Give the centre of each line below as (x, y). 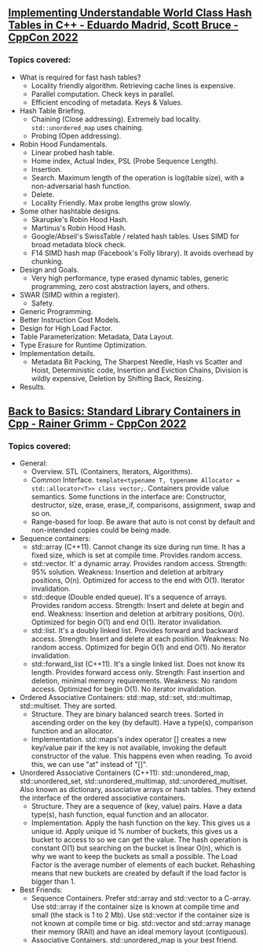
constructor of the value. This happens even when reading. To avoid (142, 756)
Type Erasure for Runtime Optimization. (83, 345)
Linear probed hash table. (73, 152)
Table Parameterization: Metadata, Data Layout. (97, 336)
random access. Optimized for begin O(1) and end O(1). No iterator (139, 647)
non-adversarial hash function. (81, 186)
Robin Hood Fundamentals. (63, 144)
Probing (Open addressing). (76, 135)
